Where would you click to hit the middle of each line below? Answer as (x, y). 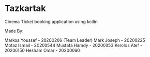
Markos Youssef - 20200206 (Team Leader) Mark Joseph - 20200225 (75, 40)
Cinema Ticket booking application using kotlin (51, 22)
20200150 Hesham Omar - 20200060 (42, 50)
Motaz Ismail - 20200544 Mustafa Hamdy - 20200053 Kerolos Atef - (73, 45)
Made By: (14, 31)
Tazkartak (25, 8)
